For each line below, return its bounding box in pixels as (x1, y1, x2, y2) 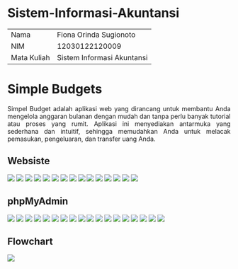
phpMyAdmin (7, 195, 69, 207)
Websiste (7, 155, 50, 167)
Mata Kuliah (11, 52, 50, 62)
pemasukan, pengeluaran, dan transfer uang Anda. (7, 134, 156, 143)
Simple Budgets (7, 81, 103, 97)
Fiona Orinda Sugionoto (56, 30, 136, 40)
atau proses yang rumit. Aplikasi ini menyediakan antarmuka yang (7, 119, 231, 128)
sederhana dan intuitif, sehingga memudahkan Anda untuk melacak (7, 127, 231, 135)
